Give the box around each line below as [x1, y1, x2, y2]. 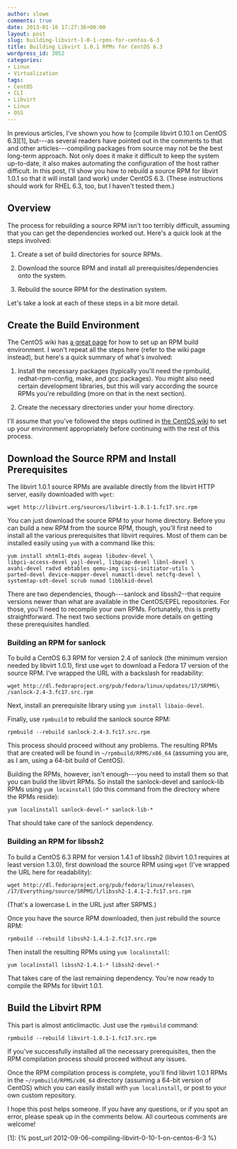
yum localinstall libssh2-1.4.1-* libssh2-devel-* [7, 961, 160, 969]
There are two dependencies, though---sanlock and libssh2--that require [7, 590, 221, 598]
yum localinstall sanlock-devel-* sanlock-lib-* [7, 806, 154, 813]
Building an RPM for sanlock [7, 638, 106, 648]
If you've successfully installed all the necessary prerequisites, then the [7, 1047, 216, 1055]
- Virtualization [7, 70, 59, 77]
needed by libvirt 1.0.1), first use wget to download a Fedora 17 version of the [7, 661, 229, 670]
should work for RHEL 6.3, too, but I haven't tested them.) [7, 182, 175, 190]
